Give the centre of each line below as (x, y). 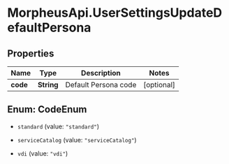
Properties (31, 53)
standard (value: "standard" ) (58, 126)
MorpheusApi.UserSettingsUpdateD (115, 13)
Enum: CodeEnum (47, 110)
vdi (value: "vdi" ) (43, 153)
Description (101, 73)
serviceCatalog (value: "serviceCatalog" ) (77, 140)
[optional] (159, 85)
